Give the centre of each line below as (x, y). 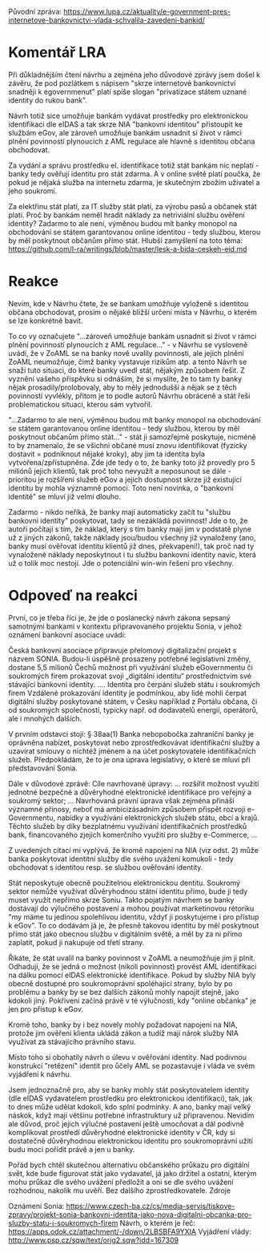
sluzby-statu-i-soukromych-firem (63, 1223)
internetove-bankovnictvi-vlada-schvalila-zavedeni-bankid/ (107, 20)
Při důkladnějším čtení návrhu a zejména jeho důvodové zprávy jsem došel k (134, 75)
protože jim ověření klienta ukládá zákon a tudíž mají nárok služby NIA (123, 1033)
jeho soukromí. (33, 191)
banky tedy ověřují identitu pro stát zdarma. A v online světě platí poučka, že (134, 174)
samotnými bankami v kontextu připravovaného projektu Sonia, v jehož (125, 626)
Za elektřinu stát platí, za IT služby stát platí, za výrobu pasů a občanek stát (133, 206)
